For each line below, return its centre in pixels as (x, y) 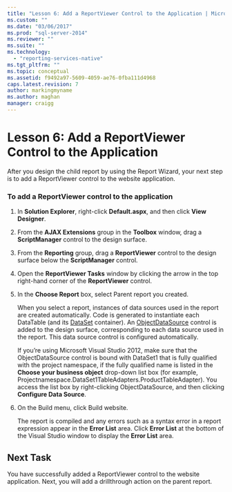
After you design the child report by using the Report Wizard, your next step (115, 171)
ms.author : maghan (33, 97)
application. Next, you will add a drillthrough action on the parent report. (110, 481)
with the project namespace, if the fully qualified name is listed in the (115, 365)
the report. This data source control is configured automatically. (108, 337)
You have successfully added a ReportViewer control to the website (104, 474)
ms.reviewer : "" (30, 39)
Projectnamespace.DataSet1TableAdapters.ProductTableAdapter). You (117, 380)
